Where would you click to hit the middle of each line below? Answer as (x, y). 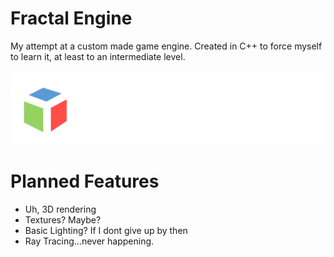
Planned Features (85, 181)
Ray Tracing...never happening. (89, 241)
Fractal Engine (71, 18)
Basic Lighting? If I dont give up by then (106, 230)
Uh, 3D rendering (60, 209)
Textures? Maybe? (63, 220)
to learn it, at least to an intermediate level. (98, 56)
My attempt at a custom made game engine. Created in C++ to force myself (166, 46)
